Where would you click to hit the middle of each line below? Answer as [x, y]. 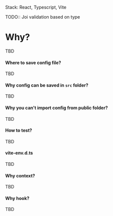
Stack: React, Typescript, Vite [36, 7]
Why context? [20, 175]
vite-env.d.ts [19, 153]
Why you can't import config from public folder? [56, 108]
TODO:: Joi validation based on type [43, 17]
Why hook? [17, 198]
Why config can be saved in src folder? [47, 85]
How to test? [19, 130]
